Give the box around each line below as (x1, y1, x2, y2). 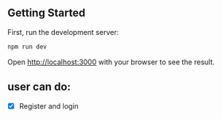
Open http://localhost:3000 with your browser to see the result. (7, 57, 216, 67)
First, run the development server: (7, 27, 119, 36)
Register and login (18, 101, 79, 110)
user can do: (7, 80, 71, 94)
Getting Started (7, 6, 86, 20)
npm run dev (7, 43, 47, 51)
